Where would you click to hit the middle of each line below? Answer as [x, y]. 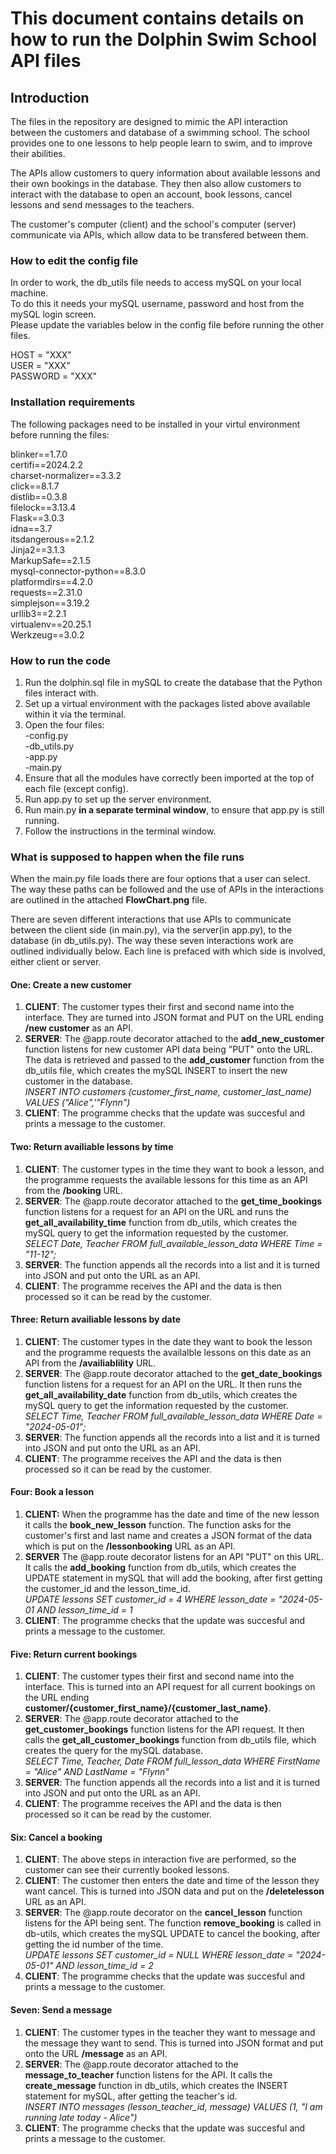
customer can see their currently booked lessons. [127, 1870]
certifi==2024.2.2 [47, 464]
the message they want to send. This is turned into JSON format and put [174, 2043]
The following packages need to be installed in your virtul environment [155, 424]
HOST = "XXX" [41, 355]
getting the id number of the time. [94, 1944]
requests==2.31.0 [46, 592]
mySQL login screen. [53, 314]
